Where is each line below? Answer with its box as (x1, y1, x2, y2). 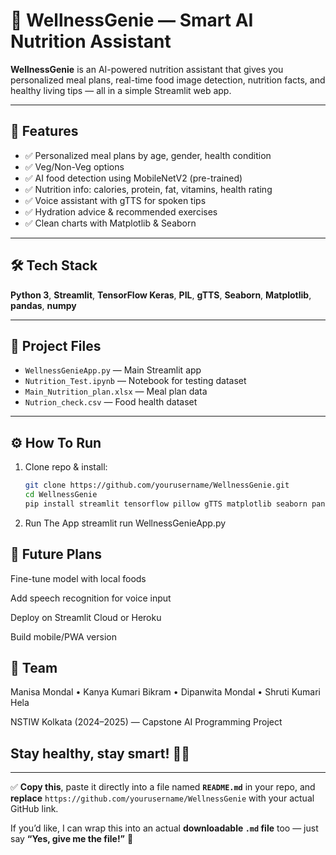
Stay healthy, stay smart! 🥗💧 (10, 745, 191, 762)
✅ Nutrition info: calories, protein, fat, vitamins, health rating (24, 183, 273, 195)
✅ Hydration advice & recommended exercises (24, 205, 218, 218)
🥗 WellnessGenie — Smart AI (10, 9, 254, 32)
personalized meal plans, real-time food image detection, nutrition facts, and (10, 74, 326, 86)
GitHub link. (10, 803, 59, 815)
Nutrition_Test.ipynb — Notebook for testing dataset (24, 375, 247, 387)
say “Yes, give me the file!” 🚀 (10, 833, 134, 845)
